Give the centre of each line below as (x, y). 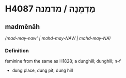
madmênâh (23, 27)
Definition (17, 51)
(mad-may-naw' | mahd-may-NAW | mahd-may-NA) (58, 38)
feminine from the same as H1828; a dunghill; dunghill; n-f (63, 61)
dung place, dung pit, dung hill (42, 70)
